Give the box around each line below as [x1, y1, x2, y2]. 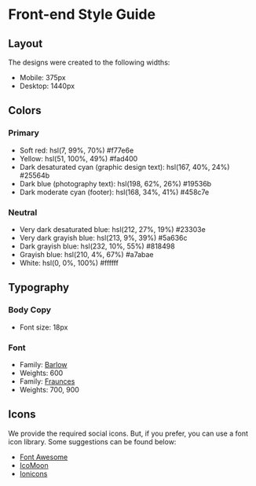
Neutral [8, 207, 38, 218]
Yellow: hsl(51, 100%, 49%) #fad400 [19, 153, 138, 163]
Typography [8, 281, 69, 294]
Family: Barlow [19, 359, 68, 369]
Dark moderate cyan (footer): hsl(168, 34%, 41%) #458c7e [19, 187, 210, 197]
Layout [8, 37, 43, 50]
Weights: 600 [19, 368, 64, 377]
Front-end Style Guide [8, 6, 155, 24]
